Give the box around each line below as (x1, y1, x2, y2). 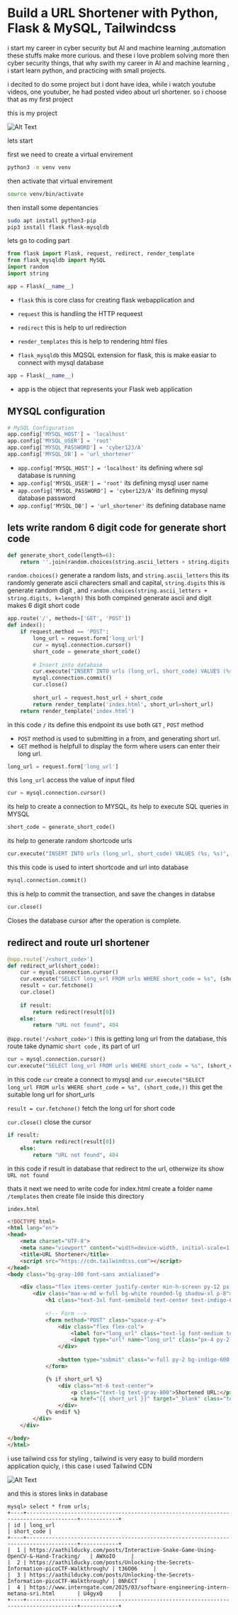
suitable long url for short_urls (7, 1090, 95, 1099)
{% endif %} (45, 1408, 81, 1416)
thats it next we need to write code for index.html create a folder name (7, 1184, 213, 1192)
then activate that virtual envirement (7, 176, 113, 185)
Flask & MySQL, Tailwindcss (7, 20, 176, 36)
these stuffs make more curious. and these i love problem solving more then (7, 51, 229, 60)
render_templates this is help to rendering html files (17, 337, 168, 345)
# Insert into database (33, 661, 103, 668)
